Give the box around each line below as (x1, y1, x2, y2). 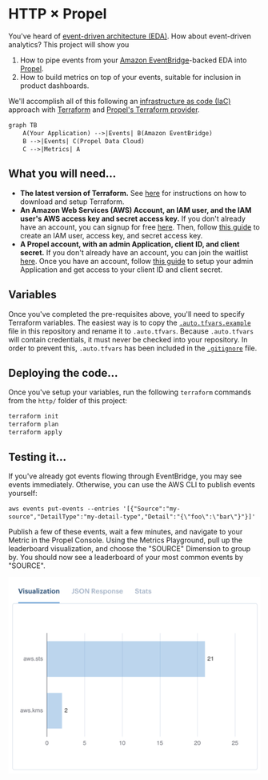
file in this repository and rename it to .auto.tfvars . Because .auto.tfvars (8, 326, 254, 336)
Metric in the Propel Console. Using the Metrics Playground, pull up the (8, 535, 242, 545)
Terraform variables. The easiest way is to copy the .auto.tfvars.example (8, 318, 251, 327)
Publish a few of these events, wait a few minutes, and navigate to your (8, 527, 243, 537)
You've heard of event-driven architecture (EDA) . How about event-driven (8, 31, 252, 41)
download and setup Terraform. (19, 197, 125, 206)
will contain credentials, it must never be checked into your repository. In (8, 334, 248, 344)
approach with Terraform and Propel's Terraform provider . (8, 105, 200, 114)
